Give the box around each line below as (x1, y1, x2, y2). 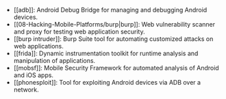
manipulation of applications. (13, 57, 96, 64)
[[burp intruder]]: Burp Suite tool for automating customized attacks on (13, 35, 214, 43)
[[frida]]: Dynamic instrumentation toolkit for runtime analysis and (13, 49, 199, 57)
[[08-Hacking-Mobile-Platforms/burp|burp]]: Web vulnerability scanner (13, 20, 216, 28)
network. (13, 85, 39, 94)
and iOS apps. (13, 71, 53, 79)
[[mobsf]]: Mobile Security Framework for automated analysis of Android (13, 64, 219, 72)
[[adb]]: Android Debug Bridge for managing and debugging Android (13, 6, 208, 14)
